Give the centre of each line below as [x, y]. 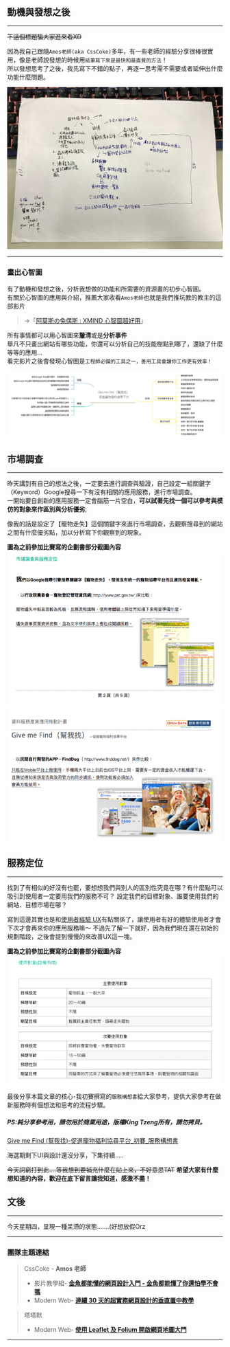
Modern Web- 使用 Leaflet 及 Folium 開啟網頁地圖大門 [110, 1330]
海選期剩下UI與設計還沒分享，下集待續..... [66, 1155]
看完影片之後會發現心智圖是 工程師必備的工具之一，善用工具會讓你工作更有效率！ [110, 361]
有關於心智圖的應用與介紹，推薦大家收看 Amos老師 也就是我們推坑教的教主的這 [114, 297]
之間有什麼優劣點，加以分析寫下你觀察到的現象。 [76, 533]
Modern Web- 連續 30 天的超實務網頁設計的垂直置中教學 [114, 1300]
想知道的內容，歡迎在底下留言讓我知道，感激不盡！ [79, 1178]
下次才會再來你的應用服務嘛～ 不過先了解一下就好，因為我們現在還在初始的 [113, 928]
